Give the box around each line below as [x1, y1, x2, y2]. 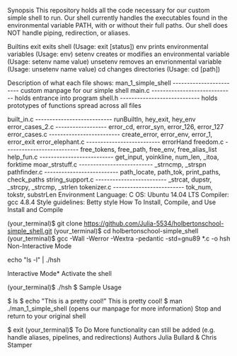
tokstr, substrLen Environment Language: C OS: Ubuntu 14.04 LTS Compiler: [7, 191, 230, 199]
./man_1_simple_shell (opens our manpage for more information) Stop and [7, 304, 221, 313]
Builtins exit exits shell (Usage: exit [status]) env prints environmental [7, 43, 209, 50]
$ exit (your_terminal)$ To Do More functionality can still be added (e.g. [7, 326, 216, 334]
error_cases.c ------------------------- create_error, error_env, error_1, [7, 130, 213, 138]
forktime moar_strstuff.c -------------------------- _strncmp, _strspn [7, 160, 207, 169]
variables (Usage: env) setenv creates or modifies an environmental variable [7, 50, 230, 58]
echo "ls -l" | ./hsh [7, 255, 61, 264]
